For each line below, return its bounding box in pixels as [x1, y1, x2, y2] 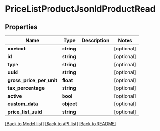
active [7, 93, 22, 99]
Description [81, 37, 110, 44]
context [7, 45, 26, 52]
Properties [5, 23, 38, 31]
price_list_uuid [7, 108, 42, 115]
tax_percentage [7, 85, 45, 91]
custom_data [7, 100, 38, 107]
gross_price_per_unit [7, 77, 58, 83]
